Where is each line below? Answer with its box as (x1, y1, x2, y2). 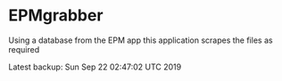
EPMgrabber (8, 5, 104, 26)
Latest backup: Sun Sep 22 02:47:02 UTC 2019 (8, 61, 182, 72)
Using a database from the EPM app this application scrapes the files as (8, 35, 273, 45)
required (8, 44, 40, 54)
